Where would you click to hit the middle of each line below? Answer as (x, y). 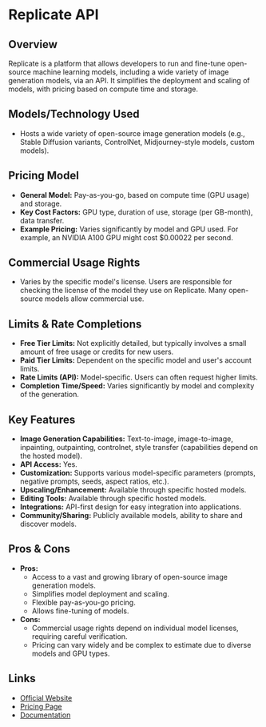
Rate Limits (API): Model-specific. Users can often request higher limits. (139, 377)
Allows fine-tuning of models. (80, 611)
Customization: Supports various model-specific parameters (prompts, (137, 473)
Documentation (45, 715)
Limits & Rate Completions (75, 324)
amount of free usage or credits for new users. (97, 352)
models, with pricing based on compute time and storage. (103, 89)
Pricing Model (44, 176)
